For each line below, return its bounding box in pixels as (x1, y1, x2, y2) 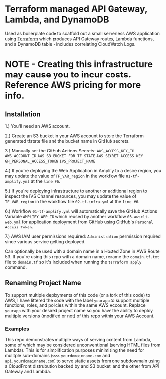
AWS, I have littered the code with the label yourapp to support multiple (5, 297, 150, 303)
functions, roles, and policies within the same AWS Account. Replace (5, 302, 146, 308)
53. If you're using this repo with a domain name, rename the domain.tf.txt (5, 253, 160, 259)
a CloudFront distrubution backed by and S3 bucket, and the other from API (5, 363, 160, 369)
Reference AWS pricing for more (5, 79, 141, 91)
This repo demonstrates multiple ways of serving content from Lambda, (5, 337, 152, 343)
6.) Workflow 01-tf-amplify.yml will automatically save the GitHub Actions (5, 208, 157, 214)
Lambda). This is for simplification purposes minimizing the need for (5, 347, 145, 353)
